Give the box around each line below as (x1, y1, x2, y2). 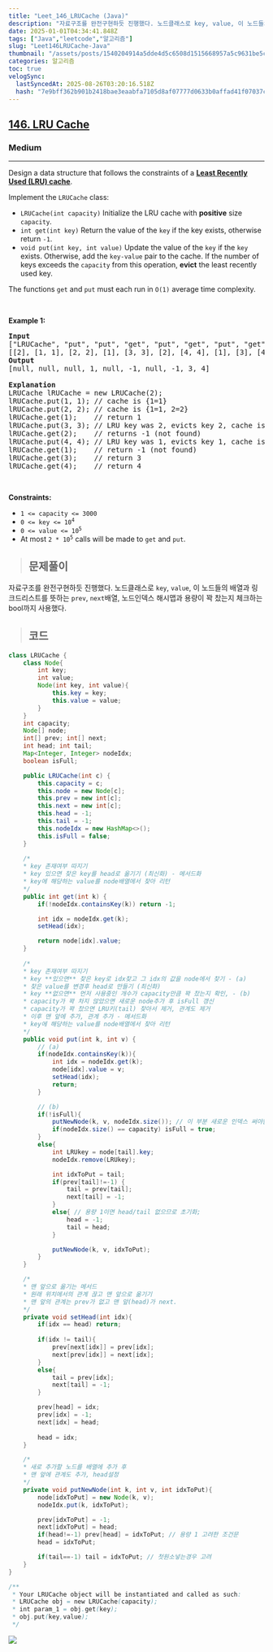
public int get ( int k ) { (23, 892, 107, 900)
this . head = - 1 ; (37, 809, 93, 817)
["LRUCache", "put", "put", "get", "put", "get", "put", (8, 340, 240, 349)
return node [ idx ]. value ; (37, 937, 122, 945)
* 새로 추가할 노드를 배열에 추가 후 (23, 1463, 127, 1472)
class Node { (23, 659, 63, 667)
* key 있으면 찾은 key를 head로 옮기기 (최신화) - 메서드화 (23, 870, 201, 878)
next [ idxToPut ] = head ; (37, 1523, 118, 1532)
